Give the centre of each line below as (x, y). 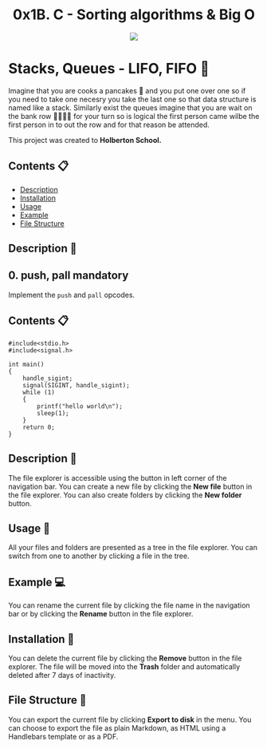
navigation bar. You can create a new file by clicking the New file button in (130, 486)
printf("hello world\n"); (80, 406)
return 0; (39, 427)
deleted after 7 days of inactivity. (62, 675)
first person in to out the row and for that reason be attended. (109, 125)
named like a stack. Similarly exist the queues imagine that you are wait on (130, 107)
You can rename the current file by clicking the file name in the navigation (129, 605)
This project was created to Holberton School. (85, 140)
